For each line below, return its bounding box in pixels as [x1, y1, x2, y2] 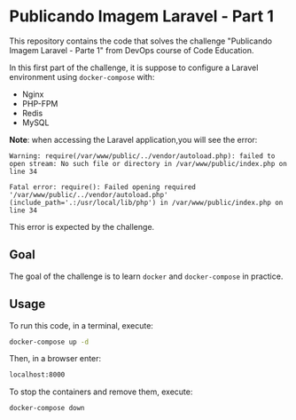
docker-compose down [9, 404, 86, 413]
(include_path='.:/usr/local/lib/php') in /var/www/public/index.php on [9, 198, 284, 207]
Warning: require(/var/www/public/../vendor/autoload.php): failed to [9, 151, 276, 161]
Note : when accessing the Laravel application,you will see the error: [9, 134, 258, 145]
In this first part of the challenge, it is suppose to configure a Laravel [9, 62, 259, 73]
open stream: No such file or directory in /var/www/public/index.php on [9, 159, 288, 168]
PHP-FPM [21, 98, 58, 108]
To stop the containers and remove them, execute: [9, 386, 193, 397]
